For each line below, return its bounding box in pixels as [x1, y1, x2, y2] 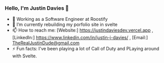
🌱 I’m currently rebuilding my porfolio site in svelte [12, 21, 118, 27]
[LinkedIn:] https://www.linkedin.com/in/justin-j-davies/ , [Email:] [12, 35, 148, 41]
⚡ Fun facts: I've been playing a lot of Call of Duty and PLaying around [12, 46, 159, 52]
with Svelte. [12, 53, 37, 59]
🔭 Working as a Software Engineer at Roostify [12, 16, 108, 22]
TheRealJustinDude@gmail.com [12, 40, 80, 46]
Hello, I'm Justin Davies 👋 [5, 5, 69, 12]
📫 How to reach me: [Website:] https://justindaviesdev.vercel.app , [12, 27, 153, 34]
